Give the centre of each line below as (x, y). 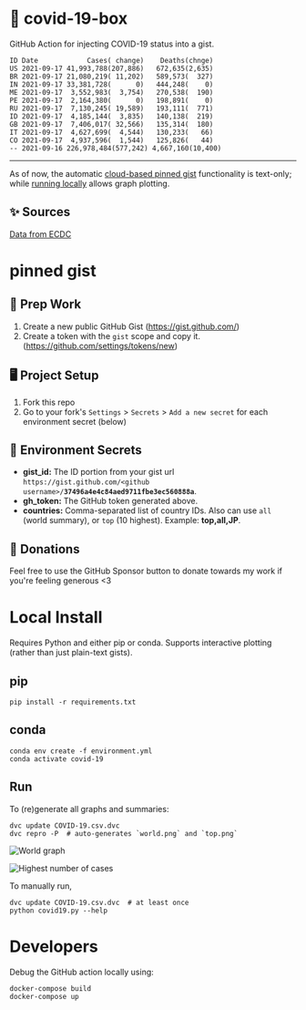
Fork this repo (49, 402)
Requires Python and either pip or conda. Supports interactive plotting (141, 643)
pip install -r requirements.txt (73, 702)
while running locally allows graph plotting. (90, 183)
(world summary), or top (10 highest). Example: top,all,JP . (132, 520)
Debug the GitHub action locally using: (82, 972)
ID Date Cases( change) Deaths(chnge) (112, 60)
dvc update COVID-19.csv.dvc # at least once (99, 902)
